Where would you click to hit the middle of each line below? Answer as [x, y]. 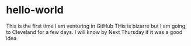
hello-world [35, 10]
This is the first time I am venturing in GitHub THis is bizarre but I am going [96, 26]
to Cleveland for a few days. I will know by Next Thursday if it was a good [94, 32]
